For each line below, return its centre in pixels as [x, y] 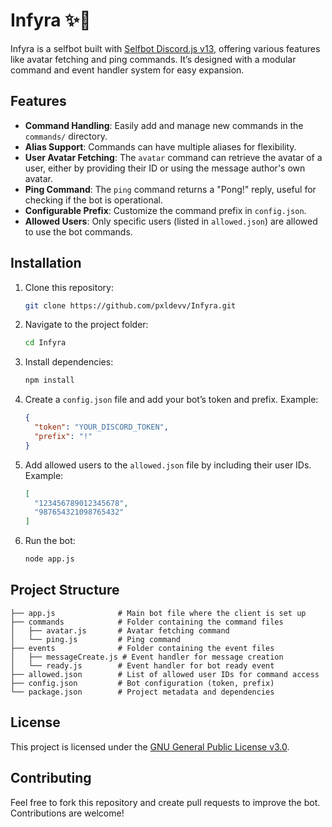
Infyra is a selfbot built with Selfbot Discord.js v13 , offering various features [165, 48]
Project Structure [65, 590]
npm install [49, 380]
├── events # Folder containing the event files [142, 648]
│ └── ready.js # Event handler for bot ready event [142, 665]
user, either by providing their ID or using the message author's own [165, 168]
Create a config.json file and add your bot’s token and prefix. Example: [171, 400]
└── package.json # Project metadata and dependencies [142, 692]
